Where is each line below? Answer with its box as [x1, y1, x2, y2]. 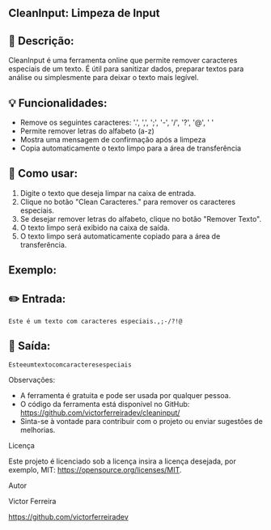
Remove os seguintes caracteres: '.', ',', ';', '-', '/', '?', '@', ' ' [19, 117, 214, 128]
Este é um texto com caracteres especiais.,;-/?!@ [8, 317, 183, 326]
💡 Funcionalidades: [8, 96, 108, 110]
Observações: [8, 375, 55, 384]
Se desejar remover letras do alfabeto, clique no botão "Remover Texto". [19, 214, 262, 223]
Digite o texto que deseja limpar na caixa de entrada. [19, 188, 197, 197]
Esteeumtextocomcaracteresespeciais [8, 360, 132, 369]
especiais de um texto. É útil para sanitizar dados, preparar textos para [8, 64, 244, 74]
